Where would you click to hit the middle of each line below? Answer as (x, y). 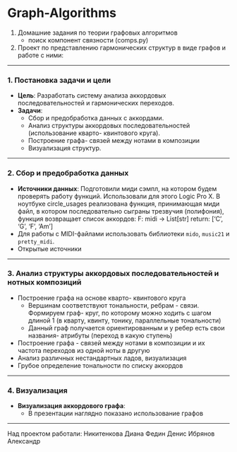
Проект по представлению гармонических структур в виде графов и (122, 47)
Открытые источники (50, 248)
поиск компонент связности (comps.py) (88, 40)
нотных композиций (44, 282)
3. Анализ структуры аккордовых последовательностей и (113, 274)
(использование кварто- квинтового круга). (94, 133)
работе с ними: (41, 55)
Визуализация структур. (65, 148)
